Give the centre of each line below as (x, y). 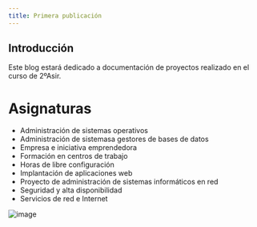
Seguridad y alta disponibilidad (71, 190)
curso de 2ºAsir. (35, 76)
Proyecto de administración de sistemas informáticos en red (119, 182)
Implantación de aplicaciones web (76, 173)
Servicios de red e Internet (64, 199)
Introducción (41, 49)
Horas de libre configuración (67, 164)
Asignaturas (50, 108)
